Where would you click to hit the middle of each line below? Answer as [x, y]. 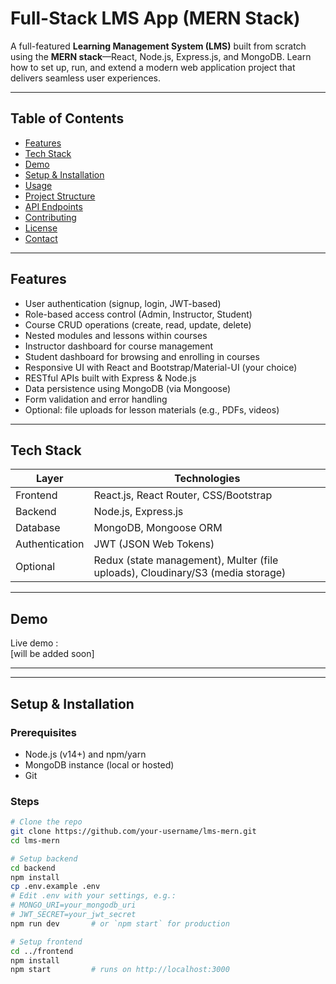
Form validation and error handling [96, 399]
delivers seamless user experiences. [86, 78]
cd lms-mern [35, 840]
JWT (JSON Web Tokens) [154, 544]
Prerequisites [43, 732]
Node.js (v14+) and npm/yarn [85, 754]
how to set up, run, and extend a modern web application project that [153, 67]
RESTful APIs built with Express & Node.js [110, 378]
